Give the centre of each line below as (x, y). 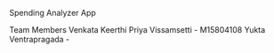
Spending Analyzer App (52, 13)
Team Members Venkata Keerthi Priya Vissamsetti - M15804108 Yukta (137, 30)
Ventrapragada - (40, 39)
